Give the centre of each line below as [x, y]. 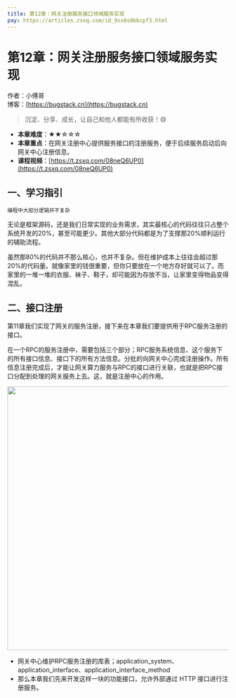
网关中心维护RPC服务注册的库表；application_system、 [98, 661]
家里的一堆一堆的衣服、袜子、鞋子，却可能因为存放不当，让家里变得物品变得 [118, 274]
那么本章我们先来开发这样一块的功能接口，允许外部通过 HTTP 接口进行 [120, 679]
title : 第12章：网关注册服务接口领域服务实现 [66, 14]
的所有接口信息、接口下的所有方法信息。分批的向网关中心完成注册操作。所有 [118, 359]
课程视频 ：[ [34, 161]
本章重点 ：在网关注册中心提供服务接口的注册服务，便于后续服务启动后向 [122, 143]
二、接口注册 [35, 308]
